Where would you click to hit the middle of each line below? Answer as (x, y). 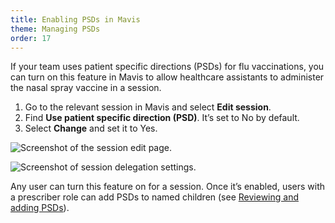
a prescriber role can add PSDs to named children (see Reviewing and (154, 197)
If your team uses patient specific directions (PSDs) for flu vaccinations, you (167, 67)
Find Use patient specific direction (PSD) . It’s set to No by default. (162, 118)
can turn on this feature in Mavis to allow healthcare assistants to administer (167, 77)
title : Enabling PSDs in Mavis (75, 19)
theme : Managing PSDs (55, 29)
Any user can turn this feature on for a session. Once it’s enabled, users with (168, 187)
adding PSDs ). (40, 208)
